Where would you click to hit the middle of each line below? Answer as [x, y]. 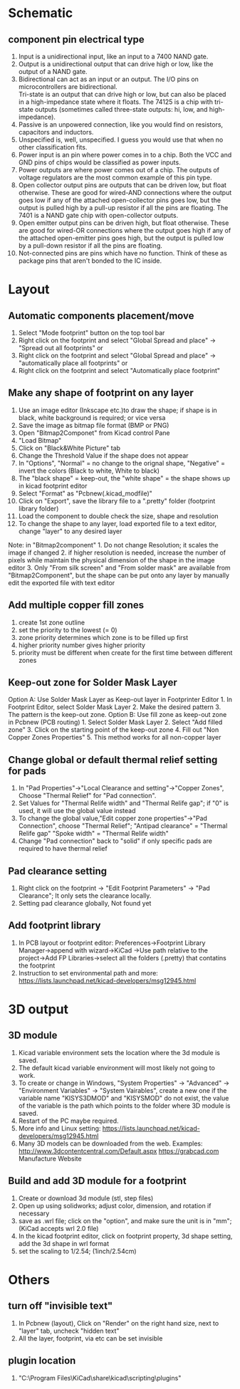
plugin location [42, 1361]
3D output [38, 1010]
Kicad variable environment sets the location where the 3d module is [119, 1052]
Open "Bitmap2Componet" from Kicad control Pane [94, 433]
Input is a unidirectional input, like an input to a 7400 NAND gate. [113, 56]
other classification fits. [53, 147]
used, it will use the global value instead [77, 811]
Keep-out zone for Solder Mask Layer [93, 682]
